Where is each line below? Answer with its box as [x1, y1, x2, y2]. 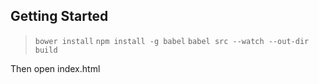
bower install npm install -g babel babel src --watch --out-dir [34, 36, 310, 46]
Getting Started [10, 8, 109, 25]
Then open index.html [10, 62, 101, 74]
